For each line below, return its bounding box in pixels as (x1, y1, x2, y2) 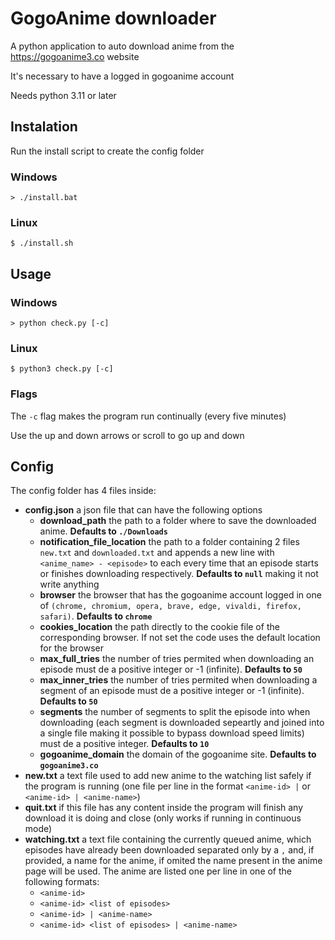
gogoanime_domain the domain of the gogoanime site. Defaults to (39, 748, 317, 761)
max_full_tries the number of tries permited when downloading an (39, 653, 315, 665)
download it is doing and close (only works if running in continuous (24, 812, 302, 824)
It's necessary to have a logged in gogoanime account (10, 70, 235, 82)
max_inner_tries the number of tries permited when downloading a (39, 674, 318, 686)
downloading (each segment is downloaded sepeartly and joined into (39, 717, 325, 729)
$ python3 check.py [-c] (10, 364, 114, 374)
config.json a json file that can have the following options (24, 504, 263, 516)
